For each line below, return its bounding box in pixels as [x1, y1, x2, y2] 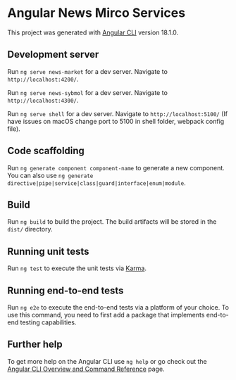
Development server [7, 49, 99, 61]
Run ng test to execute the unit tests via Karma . [7, 264, 147, 272]
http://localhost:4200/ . [7, 75, 79, 83]
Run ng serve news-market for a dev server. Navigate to [7, 67, 168, 75]
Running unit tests [7, 245, 89, 258]
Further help [7, 338, 63, 350]
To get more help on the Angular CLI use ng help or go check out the [7, 357, 207, 365]
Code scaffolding [7, 145, 85, 157]
